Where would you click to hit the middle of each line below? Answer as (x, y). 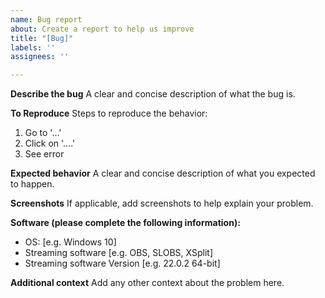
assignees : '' (40, 57)
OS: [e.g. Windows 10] (70, 242)
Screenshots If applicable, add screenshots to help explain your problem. (162, 203)
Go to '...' (43, 133)
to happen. (32, 184)
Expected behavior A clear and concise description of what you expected (163, 173)
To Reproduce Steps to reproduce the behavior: (109, 113)
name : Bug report (46, 19)
